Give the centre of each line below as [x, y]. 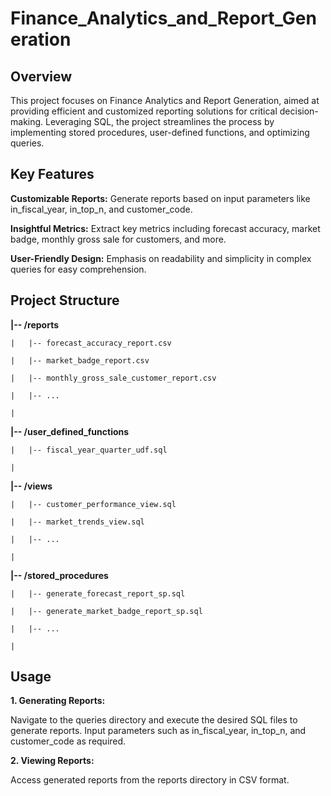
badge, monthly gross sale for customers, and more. [118, 239]
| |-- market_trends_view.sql [77, 522]
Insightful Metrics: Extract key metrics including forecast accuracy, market [165, 228]
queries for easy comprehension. [78, 269]
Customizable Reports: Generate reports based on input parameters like [160, 198]
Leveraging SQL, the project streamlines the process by [160, 121]
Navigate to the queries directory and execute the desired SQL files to [154, 720]
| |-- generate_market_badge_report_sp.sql [106, 611]
